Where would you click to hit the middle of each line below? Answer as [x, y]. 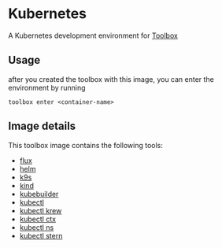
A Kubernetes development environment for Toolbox [93, 35]
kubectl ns [37, 227]
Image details [42, 126]
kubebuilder [39, 194]
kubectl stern [41, 235]
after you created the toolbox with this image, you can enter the [111, 79]
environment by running [47, 87]
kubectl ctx [38, 219]
